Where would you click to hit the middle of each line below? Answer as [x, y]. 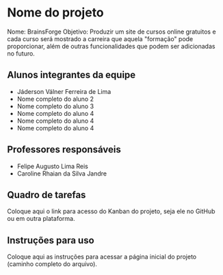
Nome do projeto [55, 13]
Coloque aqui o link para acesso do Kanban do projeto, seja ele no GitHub [111, 211]
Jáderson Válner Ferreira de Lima [64, 91]
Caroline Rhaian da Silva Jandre [62, 174]
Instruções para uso [51, 240]
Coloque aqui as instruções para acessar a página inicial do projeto [102, 257]
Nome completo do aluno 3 [55, 106]
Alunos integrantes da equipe [71, 75]
